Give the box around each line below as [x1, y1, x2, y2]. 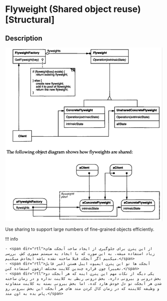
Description [5, 34, 42, 42]
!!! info [5, 236, 18, 242]
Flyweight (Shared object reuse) [5, 3, 141, 15]
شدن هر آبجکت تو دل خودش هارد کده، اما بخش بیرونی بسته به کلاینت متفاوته [5, 281, 162, 287]
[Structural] [5, 14, 55, 25]
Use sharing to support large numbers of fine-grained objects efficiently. [5, 226, 155, 233]
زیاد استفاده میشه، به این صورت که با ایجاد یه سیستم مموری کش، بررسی [5, 251, 155, 257]
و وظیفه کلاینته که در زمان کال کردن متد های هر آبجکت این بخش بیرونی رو [5, 286, 160, 292]
